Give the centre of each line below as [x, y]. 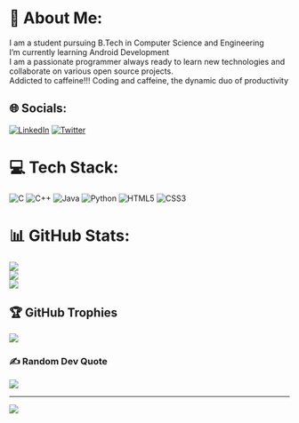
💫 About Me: [56, 18]
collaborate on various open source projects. [91, 71]
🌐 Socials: [38, 109]
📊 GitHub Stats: [70, 235]
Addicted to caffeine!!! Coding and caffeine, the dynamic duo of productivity [149, 80]
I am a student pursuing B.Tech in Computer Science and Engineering [137, 43]
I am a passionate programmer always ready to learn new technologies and [147, 61]
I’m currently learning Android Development [89, 52]
